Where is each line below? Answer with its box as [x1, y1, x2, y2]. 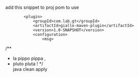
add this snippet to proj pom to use [5, 5, 80, 10]
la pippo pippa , [12, 56, 46, 61]
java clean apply [12, 66, 48, 72]
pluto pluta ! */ [12, 61, 44, 67]
